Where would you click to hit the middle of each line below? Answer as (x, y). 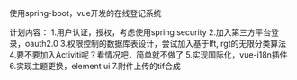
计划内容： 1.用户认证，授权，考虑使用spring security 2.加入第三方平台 (140, 32)
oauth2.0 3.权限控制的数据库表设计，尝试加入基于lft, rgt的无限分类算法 (155, 44)
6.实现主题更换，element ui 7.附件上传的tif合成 (95, 66)
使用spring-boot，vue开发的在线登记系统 (85, 13)
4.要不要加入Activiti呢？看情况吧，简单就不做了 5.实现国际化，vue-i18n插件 (148, 55)
